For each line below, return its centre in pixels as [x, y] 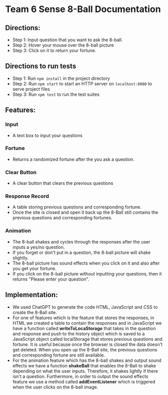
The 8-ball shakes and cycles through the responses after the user [81, 241]
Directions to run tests [41, 66]
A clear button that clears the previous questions [63, 183]
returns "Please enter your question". [51, 279]
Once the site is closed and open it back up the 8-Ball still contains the [85, 212]
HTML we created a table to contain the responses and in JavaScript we [87, 323]
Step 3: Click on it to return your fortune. [54, 50]
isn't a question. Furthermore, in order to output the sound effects [80, 376]
